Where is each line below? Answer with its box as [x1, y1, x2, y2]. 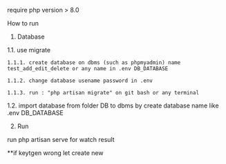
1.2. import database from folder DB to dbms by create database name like [7, 101, 219, 110]
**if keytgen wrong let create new [7, 149, 104, 157]
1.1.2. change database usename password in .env [7, 77, 153, 84]
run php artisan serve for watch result [7, 136, 115, 143]
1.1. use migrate [7, 46, 50, 54]
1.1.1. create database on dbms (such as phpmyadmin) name [7, 59, 181, 66]
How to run [7, 19, 39, 27]
